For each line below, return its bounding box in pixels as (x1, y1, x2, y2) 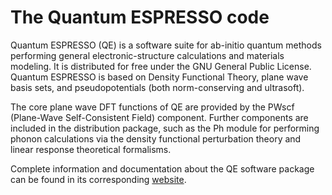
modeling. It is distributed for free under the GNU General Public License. (10, 60, 312, 72)
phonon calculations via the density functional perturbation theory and (10, 132, 302, 145)
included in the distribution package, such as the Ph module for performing (10, 122, 320, 134)
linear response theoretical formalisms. (10, 143, 172, 155)
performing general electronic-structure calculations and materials (10, 49, 285, 61)
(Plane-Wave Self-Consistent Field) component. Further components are (10, 111, 309, 123)
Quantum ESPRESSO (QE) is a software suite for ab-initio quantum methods (10, 39, 322, 51)
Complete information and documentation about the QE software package (10, 162, 315, 175)
